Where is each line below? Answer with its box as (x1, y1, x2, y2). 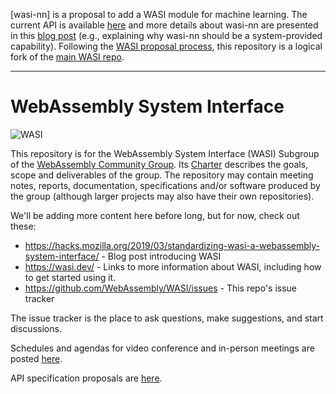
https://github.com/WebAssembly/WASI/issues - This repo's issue (24, 282, 298, 294)
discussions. (10, 322, 62, 334)
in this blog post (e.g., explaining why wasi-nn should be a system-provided (10, 30, 323, 41)
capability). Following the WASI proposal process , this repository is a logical (10, 40, 323, 52)
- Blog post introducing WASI (101, 250, 222, 262)
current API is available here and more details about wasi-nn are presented (10, 19, 319, 31)
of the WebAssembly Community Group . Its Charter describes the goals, (10, 158, 309, 170)
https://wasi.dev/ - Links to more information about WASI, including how (24, 260, 322, 273)
